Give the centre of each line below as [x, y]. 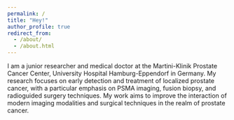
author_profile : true [39, 27]
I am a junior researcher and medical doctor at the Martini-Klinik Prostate [112, 66]
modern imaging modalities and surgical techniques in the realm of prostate [116, 103]
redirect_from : [29, 33]
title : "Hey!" [28, 20]
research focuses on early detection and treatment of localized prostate [111, 81]
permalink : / [26, 14]
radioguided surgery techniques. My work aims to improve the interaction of [117, 96]
